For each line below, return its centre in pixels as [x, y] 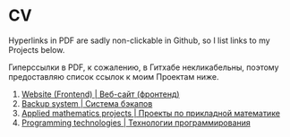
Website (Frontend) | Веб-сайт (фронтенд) [100, 94]
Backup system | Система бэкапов [87, 103]
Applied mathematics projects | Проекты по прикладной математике [151, 113]
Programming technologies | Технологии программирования [136, 123]
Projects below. [37, 49]
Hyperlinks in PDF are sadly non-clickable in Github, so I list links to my [139, 40]
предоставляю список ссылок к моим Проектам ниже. [114, 76]
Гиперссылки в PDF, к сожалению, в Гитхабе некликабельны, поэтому [144, 67]
